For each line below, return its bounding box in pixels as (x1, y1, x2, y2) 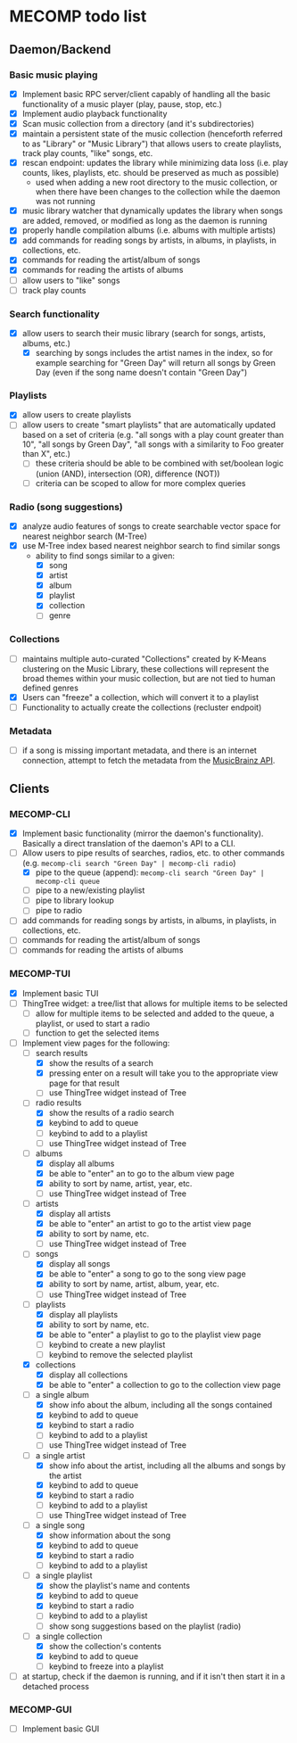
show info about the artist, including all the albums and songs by (48, 1460, 286, 1471)
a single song (35, 1519, 86, 1531)
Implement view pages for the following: (21, 1037, 170, 1049)
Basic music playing (9, 69, 98, 81)
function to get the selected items (35, 1028, 160, 1038)
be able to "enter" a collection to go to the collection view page (48, 1380, 281, 1391)
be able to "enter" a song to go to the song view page (48, 1268, 247, 1279)
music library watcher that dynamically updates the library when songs (21, 205, 284, 216)
